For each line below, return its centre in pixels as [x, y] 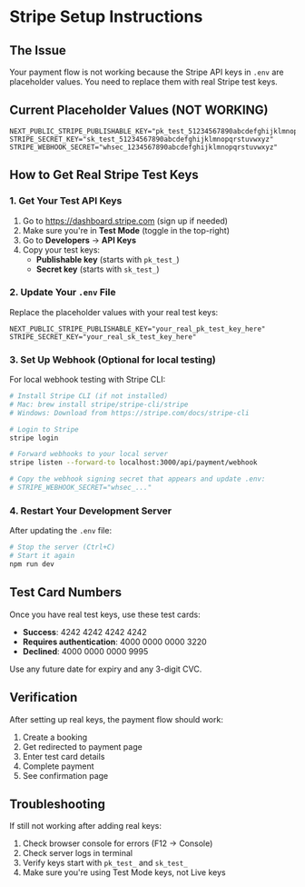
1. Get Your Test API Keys [66, 201]
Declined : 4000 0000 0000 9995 [85, 651]
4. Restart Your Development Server [91, 511]
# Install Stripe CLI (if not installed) [89, 396]
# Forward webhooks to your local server [89, 454]
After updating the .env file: [60, 531]
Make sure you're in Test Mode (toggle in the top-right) [126, 230]
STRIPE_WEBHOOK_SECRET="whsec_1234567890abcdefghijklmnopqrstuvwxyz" [144, 147]
